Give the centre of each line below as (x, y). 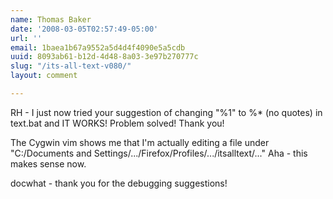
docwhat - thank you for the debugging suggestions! (119, 183)
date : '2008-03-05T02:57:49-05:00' (84, 29)
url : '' (26, 38)
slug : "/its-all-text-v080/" (71, 66)
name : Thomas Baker (51, 19)
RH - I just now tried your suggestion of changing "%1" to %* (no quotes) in (166, 112)
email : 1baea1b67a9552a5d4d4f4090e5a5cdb (98, 47)
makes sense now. (48, 163)
